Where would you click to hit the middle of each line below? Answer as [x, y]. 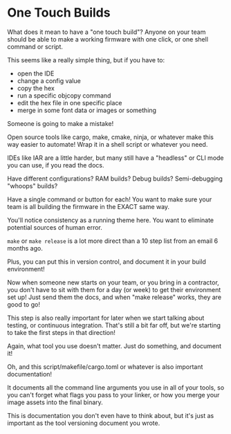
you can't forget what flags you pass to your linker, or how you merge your [113, 395]
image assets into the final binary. [55, 402]
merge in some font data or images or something [87, 110]
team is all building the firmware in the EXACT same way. [89, 206]
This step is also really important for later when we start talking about [106, 318]
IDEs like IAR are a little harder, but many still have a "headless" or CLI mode [115, 158]
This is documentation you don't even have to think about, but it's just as [111, 415]
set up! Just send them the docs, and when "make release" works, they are [114, 297]
